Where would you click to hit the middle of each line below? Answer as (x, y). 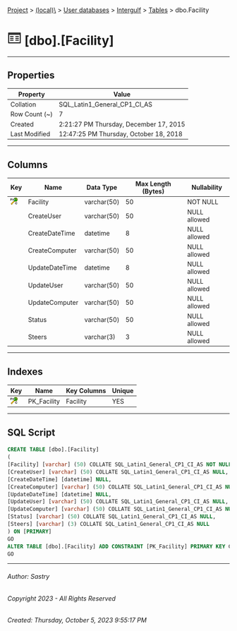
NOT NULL (202, 202)
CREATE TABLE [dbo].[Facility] (53, 450)
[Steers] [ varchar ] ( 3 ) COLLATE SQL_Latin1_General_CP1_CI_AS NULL (109, 524)
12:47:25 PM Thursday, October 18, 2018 (121, 133)
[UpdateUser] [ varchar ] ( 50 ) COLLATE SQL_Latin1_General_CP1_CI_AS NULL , (118, 502)
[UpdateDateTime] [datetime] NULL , (60, 494)
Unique (123, 390)
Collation (23, 104)
